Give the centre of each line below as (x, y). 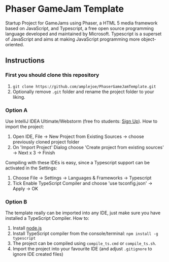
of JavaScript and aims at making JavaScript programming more (73, 39)
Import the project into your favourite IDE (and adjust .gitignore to (82, 249)
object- (148, 39)
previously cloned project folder (46, 142)
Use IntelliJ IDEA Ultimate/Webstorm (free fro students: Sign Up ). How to (81, 121)
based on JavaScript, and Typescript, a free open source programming (79, 28)
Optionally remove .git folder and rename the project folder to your (83, 92)
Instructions (25, 61)
